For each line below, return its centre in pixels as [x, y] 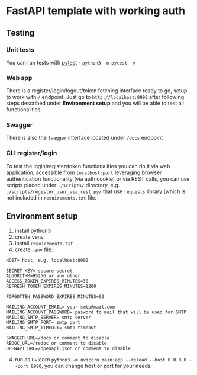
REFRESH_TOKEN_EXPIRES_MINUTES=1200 [51, 286]
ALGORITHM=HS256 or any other [43, 276]
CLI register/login [32, 153]
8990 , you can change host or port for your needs [91, 366]
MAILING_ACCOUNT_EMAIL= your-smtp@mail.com [61, 307]
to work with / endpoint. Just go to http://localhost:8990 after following [95, 97]
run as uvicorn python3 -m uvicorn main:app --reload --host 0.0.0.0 [101, 359]
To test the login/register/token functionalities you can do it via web [88, 166]
